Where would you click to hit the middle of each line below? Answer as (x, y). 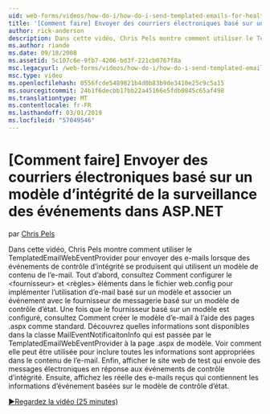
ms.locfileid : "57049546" (51, 121)
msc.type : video (35, 76)
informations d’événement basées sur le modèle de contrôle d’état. (119, 386)
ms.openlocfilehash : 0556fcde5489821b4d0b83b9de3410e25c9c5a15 (117, 83)
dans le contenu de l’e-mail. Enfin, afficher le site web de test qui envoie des (135, 360)
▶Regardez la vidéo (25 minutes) (63, 401)
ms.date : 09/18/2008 (43, 53)
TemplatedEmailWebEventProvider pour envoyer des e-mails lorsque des (129, 257)
